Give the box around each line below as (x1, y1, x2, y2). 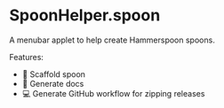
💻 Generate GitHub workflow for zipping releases (21, 88, 205, 98)
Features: (9, 51, 44, 62)
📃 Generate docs (21, 78, 84, 89)
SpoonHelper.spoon (9, 5, 161, 26)
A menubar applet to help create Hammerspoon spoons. (9, 35, 215, 45)
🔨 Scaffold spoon (21, 68, 86, 80)
